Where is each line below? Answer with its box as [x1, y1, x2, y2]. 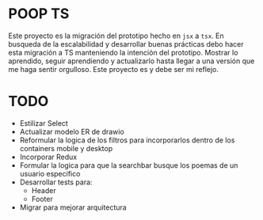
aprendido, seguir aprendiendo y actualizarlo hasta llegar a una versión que [8, 56, 255, 66]
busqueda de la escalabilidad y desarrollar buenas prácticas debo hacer [8, 39, 244, 48]
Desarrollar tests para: [19, 177, 93, 187]
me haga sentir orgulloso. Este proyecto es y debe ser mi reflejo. [8, 64, 219, 74]
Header [31, 185, 57, 195]
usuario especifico [19, 169, 81, 178]
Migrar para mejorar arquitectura [19, 203, 127, 212]
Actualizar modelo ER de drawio [19, 127, 124, 136]
